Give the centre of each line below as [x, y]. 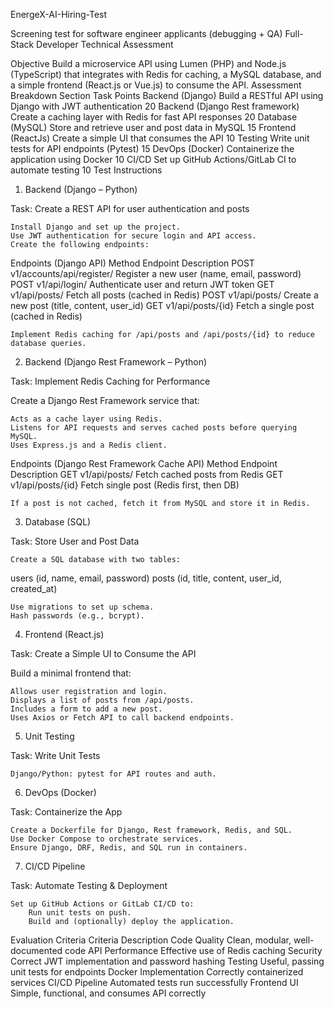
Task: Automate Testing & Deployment [89, 885]
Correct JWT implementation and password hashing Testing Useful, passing [167, 961]
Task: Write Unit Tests [55, 755]
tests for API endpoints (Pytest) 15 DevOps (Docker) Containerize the [152, 148]
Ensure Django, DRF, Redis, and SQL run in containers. [129, 848]
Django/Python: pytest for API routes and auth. [113, 774]
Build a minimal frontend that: [71, 673]
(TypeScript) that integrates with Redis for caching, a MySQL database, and [166, 74]
